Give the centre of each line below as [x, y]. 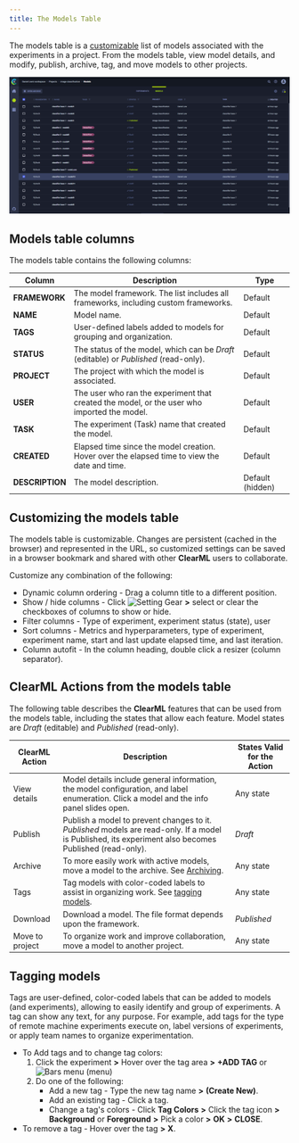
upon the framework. [101, 924]
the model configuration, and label [125, 789]
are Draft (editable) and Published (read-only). [94, 727]
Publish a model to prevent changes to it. [137, 820]
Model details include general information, [140, 779]
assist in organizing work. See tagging [133, 892]
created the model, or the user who [138, 402]
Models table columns [72, 239]
